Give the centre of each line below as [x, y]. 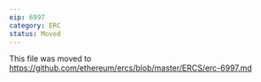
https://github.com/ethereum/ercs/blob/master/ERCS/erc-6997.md [130, 68]
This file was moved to [50, 59]
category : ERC [35, 26]
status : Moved [35, 34]
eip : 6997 [27, 17]
